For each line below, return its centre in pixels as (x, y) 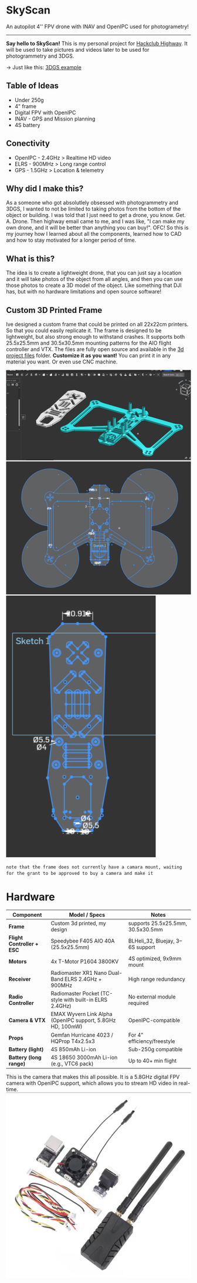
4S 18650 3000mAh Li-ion (84, 1058)
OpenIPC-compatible (154, 1020)
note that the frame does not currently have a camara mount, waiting (94, 867)
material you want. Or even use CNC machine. (62, 362)
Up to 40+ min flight (152, 1060)
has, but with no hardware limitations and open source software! (84, 292)
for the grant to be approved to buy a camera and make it (80, 874)
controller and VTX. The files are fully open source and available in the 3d (95, 349)
